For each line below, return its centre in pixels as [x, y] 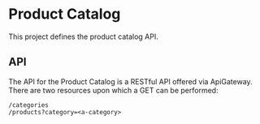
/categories [28, 105]
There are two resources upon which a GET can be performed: [113, 90]
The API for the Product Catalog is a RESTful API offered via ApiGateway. [131, 81]
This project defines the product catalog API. [83, 36]
